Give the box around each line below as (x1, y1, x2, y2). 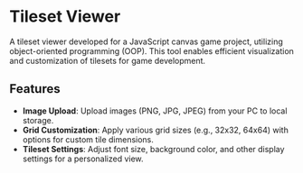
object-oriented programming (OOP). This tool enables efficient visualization (9, 45, 294, 56)
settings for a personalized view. (22, 153, 144, 164)
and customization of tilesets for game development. (9, 55, 206, 66)
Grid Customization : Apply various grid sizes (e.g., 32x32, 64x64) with (22, 124, 289, 135)
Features (9, 81, 61, 96)
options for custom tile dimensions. (22, 133, 154, 145)
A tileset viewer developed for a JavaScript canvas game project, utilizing (9, 36, 283, 47)
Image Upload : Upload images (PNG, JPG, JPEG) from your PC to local (22, 105, 288, 116)
